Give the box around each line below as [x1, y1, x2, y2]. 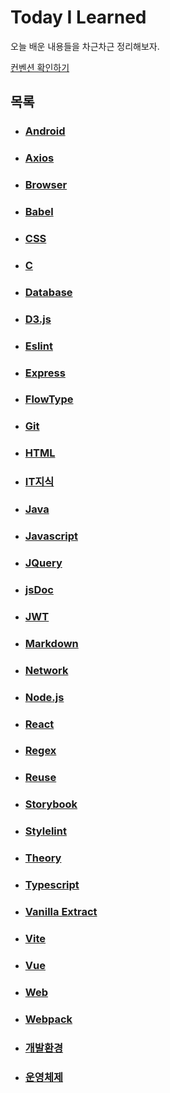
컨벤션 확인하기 [10, 61, 70, 73]
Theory [24, 851, 62, 865]
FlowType [24, 392, 74, 406]
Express [24, 366, 66, 380]
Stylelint [24, 824, 67, 838]
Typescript [24, 878, 80, 892]
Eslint [24, 339, 53, 353]
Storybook [24, 797, 78, 811]
